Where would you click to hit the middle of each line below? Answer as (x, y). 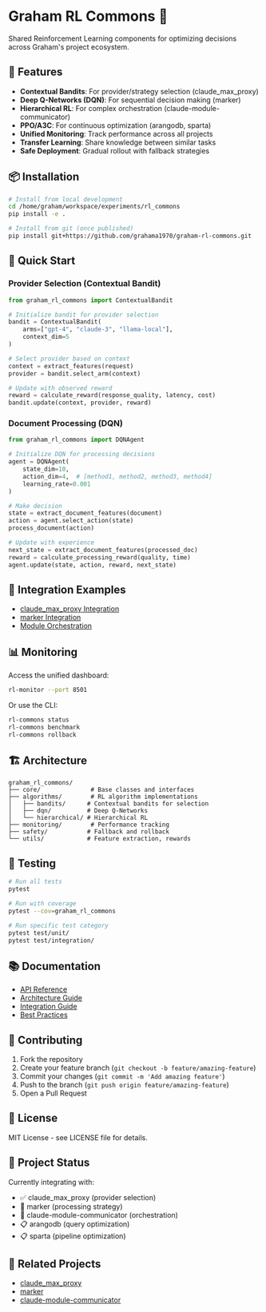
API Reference (44, 989)
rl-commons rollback (43, 734)
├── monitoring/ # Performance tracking (89, 825)
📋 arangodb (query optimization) (75, 1224)
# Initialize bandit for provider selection (83, 315)
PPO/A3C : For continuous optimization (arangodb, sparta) (115, 125)
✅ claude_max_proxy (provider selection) (88, 1197)
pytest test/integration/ (51, 940)
